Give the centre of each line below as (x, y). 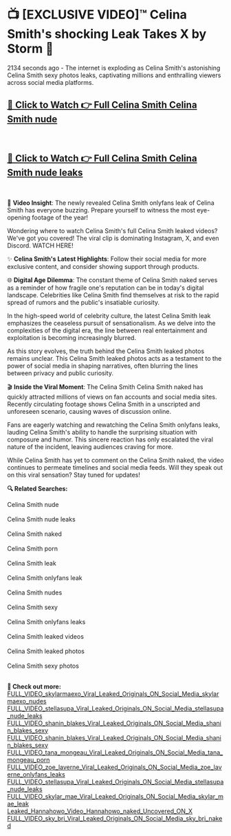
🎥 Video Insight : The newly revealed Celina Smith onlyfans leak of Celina (111, 203)
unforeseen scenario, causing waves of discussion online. (89, 411)
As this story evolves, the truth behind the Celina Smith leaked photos (106, 351)
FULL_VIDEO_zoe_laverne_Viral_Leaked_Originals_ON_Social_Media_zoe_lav (114, 767)
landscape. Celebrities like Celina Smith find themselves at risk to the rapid (113, 295)
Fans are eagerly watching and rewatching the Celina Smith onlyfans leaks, (113, 425)
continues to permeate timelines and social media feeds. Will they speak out (115, 467)
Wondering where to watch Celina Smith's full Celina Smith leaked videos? (112, 230)
